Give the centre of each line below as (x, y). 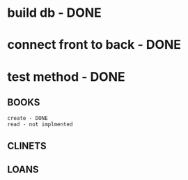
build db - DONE (55, 13)
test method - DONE (66, 76)
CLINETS (27, 145)
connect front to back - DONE (94, 45)
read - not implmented (40, 125)
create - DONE (28, 119)
